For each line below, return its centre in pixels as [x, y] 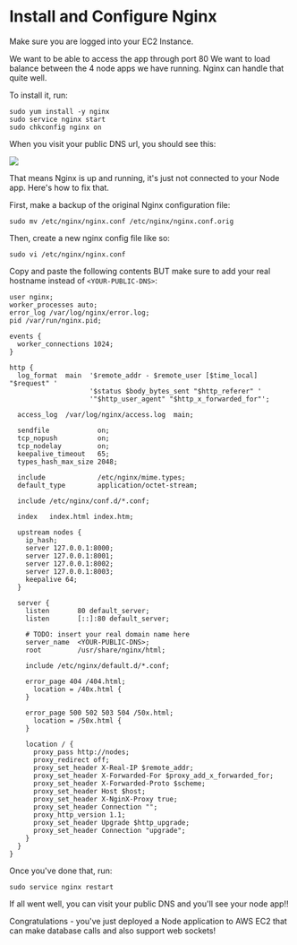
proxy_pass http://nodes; [81, 752]
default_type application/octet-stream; [108, 485]
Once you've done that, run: [61, 871]
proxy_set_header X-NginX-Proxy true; [105, 799]
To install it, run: [39, 95]
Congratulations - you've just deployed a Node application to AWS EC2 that [148, 921]
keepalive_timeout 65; [64, 454]
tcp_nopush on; [64, 438]
